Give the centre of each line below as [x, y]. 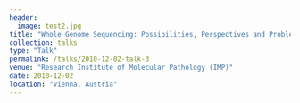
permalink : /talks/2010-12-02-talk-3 [79, 59]
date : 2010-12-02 [42, 76]
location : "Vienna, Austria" [63, 84]
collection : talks [43, 43]
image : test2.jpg [50, 26]
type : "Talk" [33, 51]
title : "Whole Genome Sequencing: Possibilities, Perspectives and [137, 34]
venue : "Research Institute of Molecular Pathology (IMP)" [121, 68]
